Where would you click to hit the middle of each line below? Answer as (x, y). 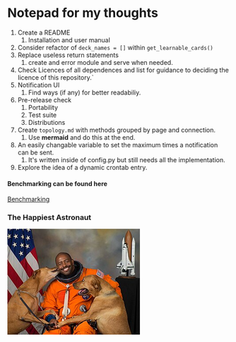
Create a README (44, 32)
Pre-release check (45, 99)
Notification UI (39, 85)
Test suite (42, 115)
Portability (43, 107)
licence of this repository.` (55, 77)
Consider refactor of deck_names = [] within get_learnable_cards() (115, 47)
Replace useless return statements (68, 55)
